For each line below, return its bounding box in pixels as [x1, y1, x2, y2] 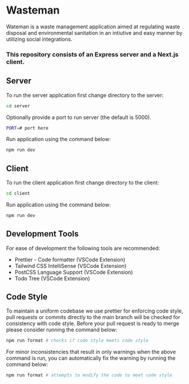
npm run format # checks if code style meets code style [6, 337, 149, 344]
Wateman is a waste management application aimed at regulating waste [6, 23, 181, 30]
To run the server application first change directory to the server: [6, 91, 164, 99]
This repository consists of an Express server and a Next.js [6, 50, 178, 58]
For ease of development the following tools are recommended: [6, 244, 160, 251]
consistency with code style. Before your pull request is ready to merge [6, 320, 180, 327]
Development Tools [6, 229, 79, 239]
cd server [6, 103, 31, 109]
